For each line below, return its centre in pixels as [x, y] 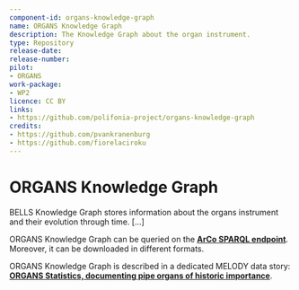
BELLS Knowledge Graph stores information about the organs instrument [144, 212]
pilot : [22, 68]
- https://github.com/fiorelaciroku [78, 143]
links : [22, 110]
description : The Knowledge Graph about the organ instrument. [130, 34]
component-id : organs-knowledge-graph [82, 18]
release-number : [40, 59]
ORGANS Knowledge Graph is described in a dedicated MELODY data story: [150, 266]
